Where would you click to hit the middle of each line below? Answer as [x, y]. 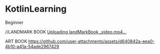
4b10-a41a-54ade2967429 [32, 46]
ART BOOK [16, 41]
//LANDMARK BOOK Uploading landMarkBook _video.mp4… [66, 32]
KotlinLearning [36, 9]
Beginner [14, 22]
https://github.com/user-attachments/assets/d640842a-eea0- [92, 41]
